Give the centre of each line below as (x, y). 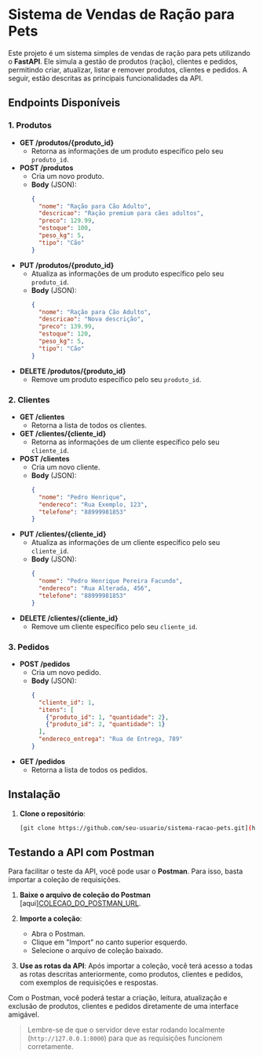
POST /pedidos (45, 664)
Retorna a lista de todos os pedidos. (89, 770)
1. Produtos (30, 125)
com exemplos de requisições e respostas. (89, 983)
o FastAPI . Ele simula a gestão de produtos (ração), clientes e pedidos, (123, 61)
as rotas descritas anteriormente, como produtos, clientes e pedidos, (131, 974)
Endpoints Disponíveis (64, 103)
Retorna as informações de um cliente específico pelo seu (125, 442)
